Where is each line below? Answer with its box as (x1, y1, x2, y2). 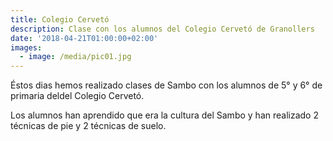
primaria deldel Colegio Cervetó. (10, 90, 145, 102)
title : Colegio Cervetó (10, 14, 110, 25)
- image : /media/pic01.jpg (19, 52, 132, 62)
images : (10, 42, 43, 53)
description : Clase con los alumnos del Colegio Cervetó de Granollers (10, 24, 315, 34)
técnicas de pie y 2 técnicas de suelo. (10, 120, 167, 132)
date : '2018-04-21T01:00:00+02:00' (10, 33, 159, 43)
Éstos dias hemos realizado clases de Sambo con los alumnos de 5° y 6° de (10, 79, 323, 91)
